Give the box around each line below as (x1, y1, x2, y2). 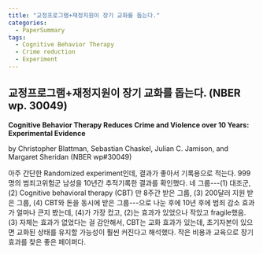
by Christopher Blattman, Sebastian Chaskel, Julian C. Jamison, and (8, 143, 229, 153)
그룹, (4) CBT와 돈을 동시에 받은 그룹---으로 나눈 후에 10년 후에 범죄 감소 (16, 197, 240, 207)
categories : (8, 19, 47, 27)
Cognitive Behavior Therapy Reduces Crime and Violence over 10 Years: (8, 120, 250, 130)
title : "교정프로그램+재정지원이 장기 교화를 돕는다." (8, 11, 161, 20)
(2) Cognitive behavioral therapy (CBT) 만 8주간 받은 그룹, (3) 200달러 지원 (8, 188, 246, 197)
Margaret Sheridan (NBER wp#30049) (8, 152, 132, 161)
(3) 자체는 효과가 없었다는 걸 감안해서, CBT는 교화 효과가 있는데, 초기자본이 (8, 217, 239, 226)
